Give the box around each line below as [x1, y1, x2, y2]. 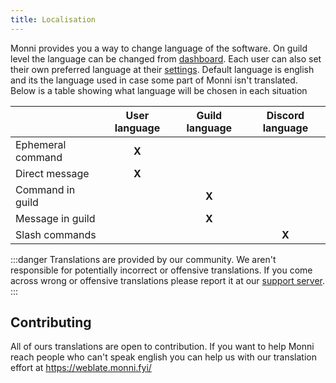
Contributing [10, 314, 92, 331]
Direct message [15, 166, 90, 180]
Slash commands [15, 227, 97, 241]
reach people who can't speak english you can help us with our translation [10, 351, 317, 363]
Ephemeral [15, 137, 67, 151]
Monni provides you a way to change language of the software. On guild [10, 42, 308, 54]
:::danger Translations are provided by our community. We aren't [10, 253, 277, 265]
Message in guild [15, 211, 96, 225]
